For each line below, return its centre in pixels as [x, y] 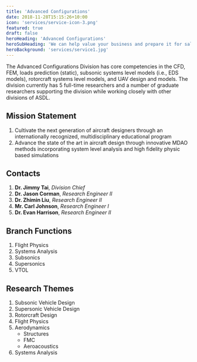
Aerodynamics [32, 327]
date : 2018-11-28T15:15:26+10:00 [47, 17]
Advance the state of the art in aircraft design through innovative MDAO [101, 143]
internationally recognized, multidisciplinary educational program [93, 136]
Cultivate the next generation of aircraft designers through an [89, 130]
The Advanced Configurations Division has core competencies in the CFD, [96, 66]
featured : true [25, 28]
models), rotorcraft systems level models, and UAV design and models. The [97, 79]
